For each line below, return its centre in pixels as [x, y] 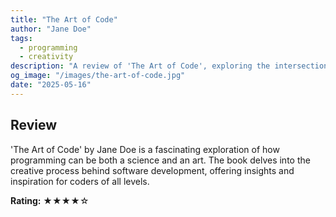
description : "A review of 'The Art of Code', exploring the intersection [169, 66]
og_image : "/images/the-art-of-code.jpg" [98, 76]
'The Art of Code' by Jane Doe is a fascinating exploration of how [145, 149]
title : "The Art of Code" [64, 19]
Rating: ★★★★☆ [50, 200]
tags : [21, 38]
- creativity [46, 57]
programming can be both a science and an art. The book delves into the [160, 160]
